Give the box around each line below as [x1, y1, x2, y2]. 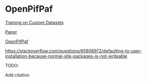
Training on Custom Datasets [5, 20, 64, 25]
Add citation [5, 72, 30, 78]
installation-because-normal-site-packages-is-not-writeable [5, 53, 127, 59]
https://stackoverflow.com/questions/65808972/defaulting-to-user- [5, 48, 142, 54]
